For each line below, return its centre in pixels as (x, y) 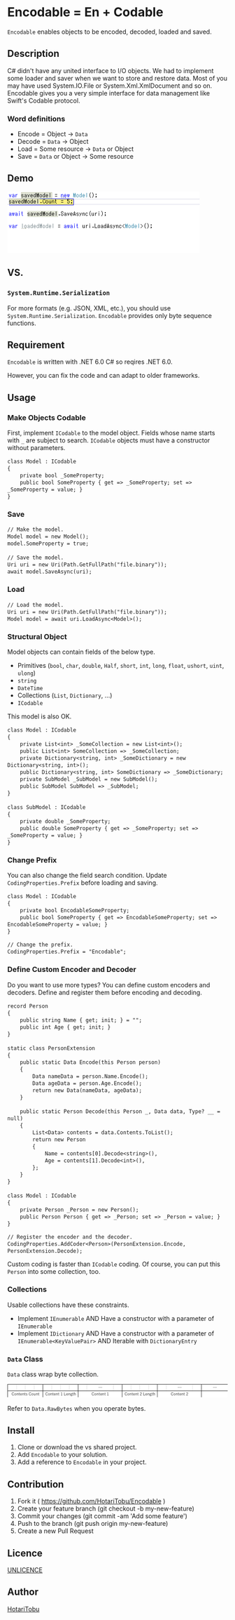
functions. (22, 323)
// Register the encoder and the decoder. (70, 1237)
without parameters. (36, 448)
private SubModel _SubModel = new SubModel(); (89, 779)
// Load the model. (36, 605)
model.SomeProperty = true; (48, 544)
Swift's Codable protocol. (44, 100)
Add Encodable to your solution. (63, 1455)
